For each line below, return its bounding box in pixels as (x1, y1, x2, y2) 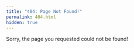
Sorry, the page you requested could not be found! (6, 36, 129, 43)
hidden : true (6, 19, 38, 25)
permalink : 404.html (6, 14, 57, 20)
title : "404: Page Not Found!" (6, 8, 83, 15)
